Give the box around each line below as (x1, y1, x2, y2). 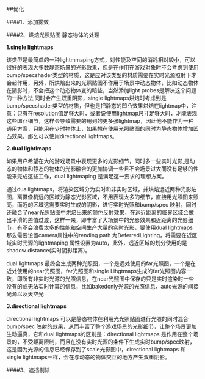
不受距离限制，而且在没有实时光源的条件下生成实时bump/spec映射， (22, 338, 195, 345)
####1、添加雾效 (6, 18, 49, 26)
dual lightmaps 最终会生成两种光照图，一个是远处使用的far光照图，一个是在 (6, 260, 196, 267)
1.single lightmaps (6, 43, 54, 51)
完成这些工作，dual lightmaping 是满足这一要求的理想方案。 (16, 173, 168, 180)
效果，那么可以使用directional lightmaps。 (11, 133, 118, 139)
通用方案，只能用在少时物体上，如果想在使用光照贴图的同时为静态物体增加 (6, 125, 193, 132)
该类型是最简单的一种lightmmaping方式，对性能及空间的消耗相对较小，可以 (6, 56, 196, 63)
